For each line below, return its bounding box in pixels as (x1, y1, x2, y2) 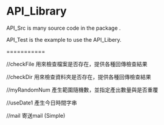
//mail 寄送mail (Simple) (6, 112, 66, 119)
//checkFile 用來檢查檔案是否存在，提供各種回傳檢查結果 (6, 60, 148, 67)
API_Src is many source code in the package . (6, 24, 121, 32)
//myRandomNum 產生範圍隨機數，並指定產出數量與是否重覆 (6, 86, 159, 93)
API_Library (6, 4, 67, 18)
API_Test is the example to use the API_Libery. (6, 36, 121, 43)
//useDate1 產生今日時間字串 (6, 99, 77, 106)
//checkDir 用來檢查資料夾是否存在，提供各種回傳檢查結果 (6, 73, 151, 80)
